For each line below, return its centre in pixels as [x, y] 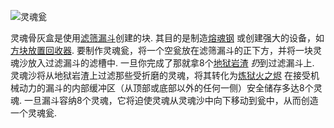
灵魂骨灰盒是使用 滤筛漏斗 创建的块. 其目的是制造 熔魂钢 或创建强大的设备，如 [167, 38]
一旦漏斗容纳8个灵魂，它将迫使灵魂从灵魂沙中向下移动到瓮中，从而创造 [171, 100]
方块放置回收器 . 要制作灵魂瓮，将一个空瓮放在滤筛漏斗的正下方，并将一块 [161, 50]
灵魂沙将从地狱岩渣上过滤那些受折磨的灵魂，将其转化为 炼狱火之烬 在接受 [160, 75]
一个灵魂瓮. [34, 113]
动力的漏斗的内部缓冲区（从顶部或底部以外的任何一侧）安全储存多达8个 [166, 88]
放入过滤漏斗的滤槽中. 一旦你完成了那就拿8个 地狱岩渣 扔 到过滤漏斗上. [171, 63]
